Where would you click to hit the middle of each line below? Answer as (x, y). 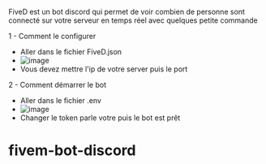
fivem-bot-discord (72, 151)
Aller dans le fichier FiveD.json (71, 52)
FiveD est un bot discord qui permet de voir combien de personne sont (127, 12)
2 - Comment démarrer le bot (58, 85)
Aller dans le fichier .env (60, 100)
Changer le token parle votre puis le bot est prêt (100, 118)
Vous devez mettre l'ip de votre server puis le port (104, 69)
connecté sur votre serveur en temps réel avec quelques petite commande (133, 20)
